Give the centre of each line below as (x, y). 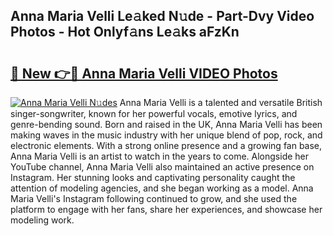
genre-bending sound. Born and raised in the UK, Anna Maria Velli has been (166, 124)
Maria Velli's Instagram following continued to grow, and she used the (154, 198)
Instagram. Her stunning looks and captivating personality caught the (153, 177)
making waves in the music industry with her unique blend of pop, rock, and (166, 135)
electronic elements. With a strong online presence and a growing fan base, (166, 145)
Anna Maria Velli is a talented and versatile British (221, 102)
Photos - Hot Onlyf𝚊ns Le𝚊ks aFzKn (125, 32)
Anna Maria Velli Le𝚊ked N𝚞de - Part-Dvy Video (162, 16)
